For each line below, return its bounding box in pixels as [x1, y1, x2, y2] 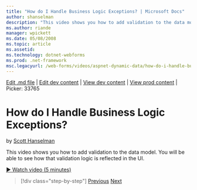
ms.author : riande [6, 25, 51, 31]
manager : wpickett [6, 30, 51, 36]
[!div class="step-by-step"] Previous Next [20, 178, 122, 185]
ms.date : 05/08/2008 [6, 36, 57, 42]
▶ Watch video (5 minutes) [6, 166, 72, 173]
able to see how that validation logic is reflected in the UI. [6, 155, 145, 162]
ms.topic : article [6, 42, 51, 47]
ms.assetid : [6, 47, 35, 53]
